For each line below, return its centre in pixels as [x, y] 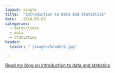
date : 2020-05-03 [25, 19]
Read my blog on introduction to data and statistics [57, 65]
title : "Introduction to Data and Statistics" [56, 14]
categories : [17, 24]
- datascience [24, 28]
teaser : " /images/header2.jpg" [43, 47]
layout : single [21, 10]
